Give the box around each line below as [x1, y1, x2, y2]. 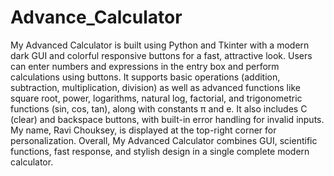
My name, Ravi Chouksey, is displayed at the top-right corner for [10, 124, 277, 136]
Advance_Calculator [10, 6, 183, 29]
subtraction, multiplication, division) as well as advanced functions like [10, 81, 301, 93]
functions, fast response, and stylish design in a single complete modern [10, 145, 310, 157]
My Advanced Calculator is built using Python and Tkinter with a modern [10, 39, 310, 51]
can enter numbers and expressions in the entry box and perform [10, 60, 280, 72]
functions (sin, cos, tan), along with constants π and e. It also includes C [10, 102, 308, 115]
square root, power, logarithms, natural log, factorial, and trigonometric [10, 92, 303, 104]
